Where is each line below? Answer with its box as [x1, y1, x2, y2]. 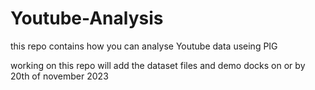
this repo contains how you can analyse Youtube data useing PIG [10, 40, 278, 52]
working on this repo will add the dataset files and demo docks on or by [10, 59, 306, 71]
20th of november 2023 [10, 70, 109, 82]
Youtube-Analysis [10, 7, 164, 30]
